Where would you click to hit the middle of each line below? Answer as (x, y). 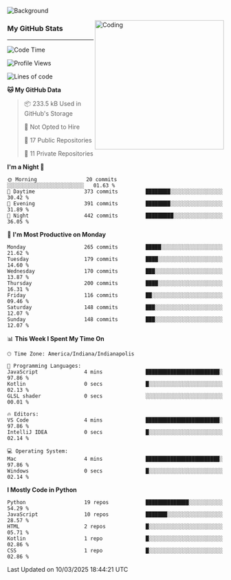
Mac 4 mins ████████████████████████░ (115, 459)
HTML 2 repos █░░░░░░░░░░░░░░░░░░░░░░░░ (115, 527)
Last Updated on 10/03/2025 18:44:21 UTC (68, 570)
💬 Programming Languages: (44, 366)
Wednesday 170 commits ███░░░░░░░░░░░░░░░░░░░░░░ (115, 271)
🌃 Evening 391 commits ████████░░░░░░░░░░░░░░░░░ (115, 204)
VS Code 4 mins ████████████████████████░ (115, 420)
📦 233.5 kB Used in (52, 104)
